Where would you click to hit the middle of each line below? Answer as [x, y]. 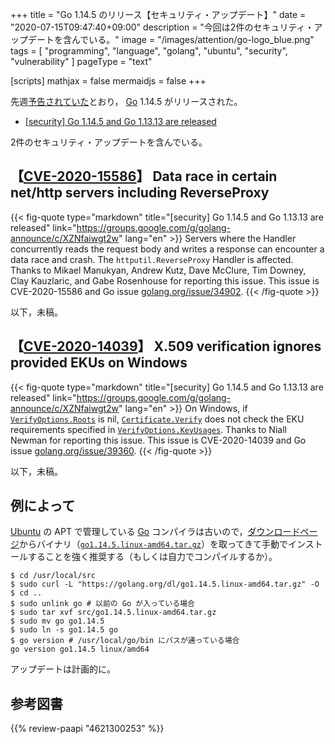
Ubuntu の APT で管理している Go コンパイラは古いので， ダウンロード [155, 532]
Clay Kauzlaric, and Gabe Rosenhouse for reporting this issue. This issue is [165, 280]
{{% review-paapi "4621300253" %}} [87, 729]
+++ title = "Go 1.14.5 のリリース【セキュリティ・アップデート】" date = [158, 14]
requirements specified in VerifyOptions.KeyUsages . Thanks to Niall [148, 429]
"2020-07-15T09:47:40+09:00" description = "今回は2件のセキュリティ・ [162, 27]
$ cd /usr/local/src [53, 576]
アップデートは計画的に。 [63, 669]
